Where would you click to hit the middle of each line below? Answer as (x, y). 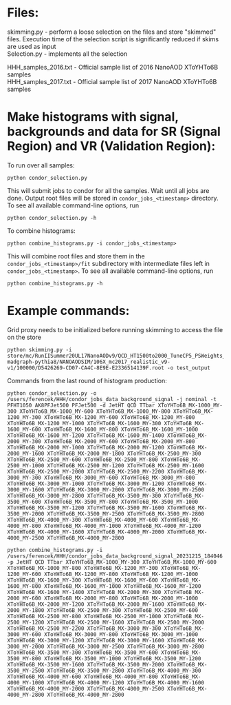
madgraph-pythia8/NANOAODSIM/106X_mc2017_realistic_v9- (89, 362)
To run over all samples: (41, 165)
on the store (24, 337)
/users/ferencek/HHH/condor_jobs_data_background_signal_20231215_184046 (115, 556)
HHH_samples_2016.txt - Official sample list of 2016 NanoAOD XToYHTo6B (113, 67)
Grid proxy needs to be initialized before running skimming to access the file (115, 329)
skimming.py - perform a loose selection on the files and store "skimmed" (112, 32)
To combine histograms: (41, 231)
